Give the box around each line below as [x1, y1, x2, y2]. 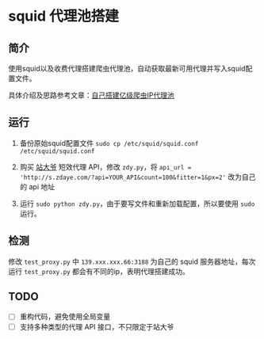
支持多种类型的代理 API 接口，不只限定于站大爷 [19, 322, 174, 331]
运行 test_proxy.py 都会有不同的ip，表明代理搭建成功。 [8, 266, 189, 276]
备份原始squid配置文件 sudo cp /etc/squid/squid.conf [19, 138, 199, 147]
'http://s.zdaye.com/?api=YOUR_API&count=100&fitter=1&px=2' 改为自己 [19, 172, 256, 181]
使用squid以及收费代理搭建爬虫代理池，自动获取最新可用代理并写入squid [8, 64, 246, 73]
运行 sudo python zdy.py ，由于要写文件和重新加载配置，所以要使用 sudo [19, 199, 255, 208]
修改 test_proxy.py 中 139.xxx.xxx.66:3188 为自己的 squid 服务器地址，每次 [8, 257, 256, 266]
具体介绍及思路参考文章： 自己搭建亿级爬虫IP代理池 [8, 90, 174, 100]
